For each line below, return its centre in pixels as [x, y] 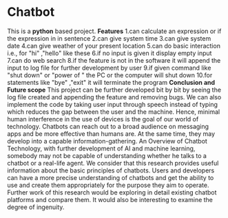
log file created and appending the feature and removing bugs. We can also [114, 97]
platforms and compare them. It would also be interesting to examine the [110, 199]
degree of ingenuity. [36, 207]
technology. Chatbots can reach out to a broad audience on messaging [108, 126]
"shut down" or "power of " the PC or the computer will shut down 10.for [110, 75]
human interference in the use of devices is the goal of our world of [103, 119]
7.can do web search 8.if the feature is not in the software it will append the [114, 60]
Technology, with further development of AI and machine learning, [101, 148]
